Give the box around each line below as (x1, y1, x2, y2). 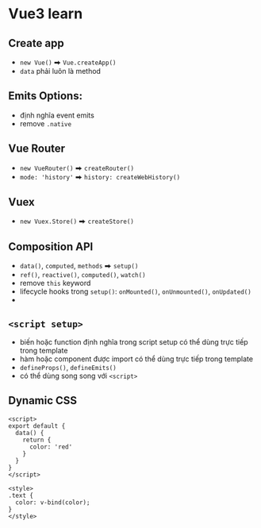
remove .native (19, 118, 72, 128)
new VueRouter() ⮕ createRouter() (19, 163, 135, 172)
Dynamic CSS (8, 394, 78, 407)
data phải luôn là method (19, 67, 102, 75)
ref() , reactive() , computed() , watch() (19, 270, 146, 279)
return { (22, 436, 52, 444)
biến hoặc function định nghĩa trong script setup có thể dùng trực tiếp (19, 337, 248, 347)
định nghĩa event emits (19, 110, 95, 120)
